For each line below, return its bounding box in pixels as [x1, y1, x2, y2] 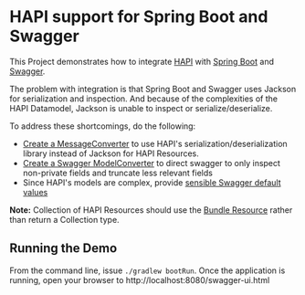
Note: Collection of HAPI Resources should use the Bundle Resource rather [9, 204, 293, 216]
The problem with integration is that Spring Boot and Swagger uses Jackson [9, 83, 297, 94]
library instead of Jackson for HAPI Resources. [22, 148, 199, 159]
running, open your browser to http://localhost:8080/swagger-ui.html [9, 274, 270, 285]
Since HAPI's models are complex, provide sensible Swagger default [22, 176, 281, 188]
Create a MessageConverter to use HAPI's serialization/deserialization [22, 138, 288, 149]
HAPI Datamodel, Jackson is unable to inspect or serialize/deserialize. [9, 102, 273, 113]
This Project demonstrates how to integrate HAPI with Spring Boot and [9, 56, 274, 67]
